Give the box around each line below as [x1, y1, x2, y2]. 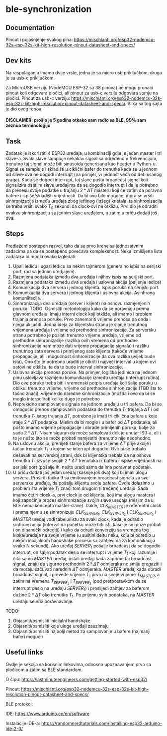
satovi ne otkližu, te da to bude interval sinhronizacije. [12, 364, 123, 370]
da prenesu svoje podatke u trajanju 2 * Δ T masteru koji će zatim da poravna [5, 187, 162, 193]
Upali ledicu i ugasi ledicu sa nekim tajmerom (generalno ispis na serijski [12, 263, 162, 269]
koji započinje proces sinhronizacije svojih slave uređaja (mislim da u [12, 497, 154, 503]
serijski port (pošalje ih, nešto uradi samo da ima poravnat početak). [12, 464, 153, 470]
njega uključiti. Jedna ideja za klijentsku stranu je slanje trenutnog [12, 321, 148, 328]
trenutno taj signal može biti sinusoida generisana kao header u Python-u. [5, 161, 157, 167]
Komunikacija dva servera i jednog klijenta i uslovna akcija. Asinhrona [12, 290, 155, 296]
